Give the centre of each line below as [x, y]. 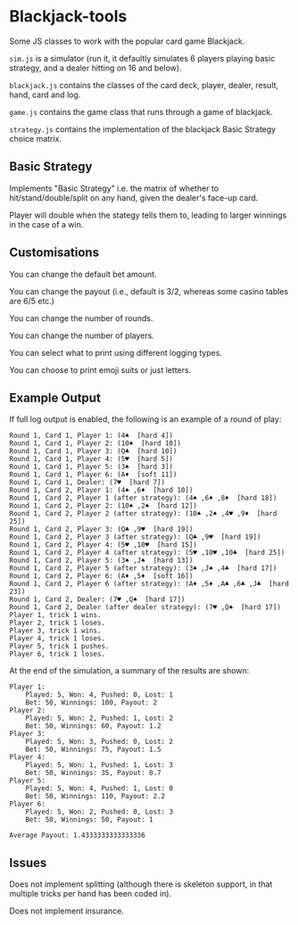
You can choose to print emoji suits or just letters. [100, 370]
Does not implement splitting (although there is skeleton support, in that [141, 884]
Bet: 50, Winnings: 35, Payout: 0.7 [94, 773]
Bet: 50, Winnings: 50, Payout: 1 [89, 820]
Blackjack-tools [68, 17]
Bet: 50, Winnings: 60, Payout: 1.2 [94, 726]
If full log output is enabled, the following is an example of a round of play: [145, 419]
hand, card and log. [45, 95]
